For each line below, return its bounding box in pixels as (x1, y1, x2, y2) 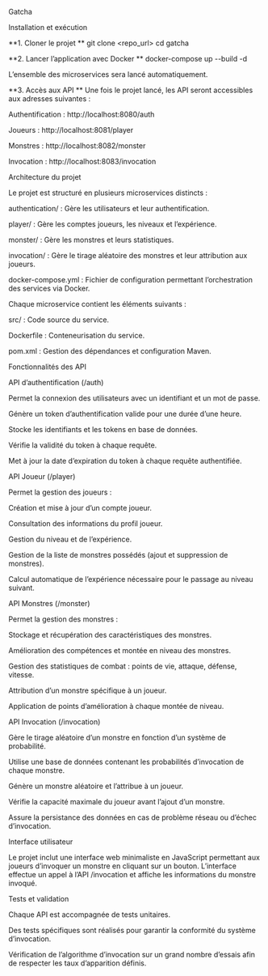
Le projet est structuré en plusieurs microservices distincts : (8, 188, 208, 197)
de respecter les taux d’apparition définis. (8, 958, 147, 968)
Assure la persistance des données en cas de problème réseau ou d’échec (8, 813, 257, 822)
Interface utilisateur (8, 837, 73, 847)
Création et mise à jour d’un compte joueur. (8, 503, 152, 512)
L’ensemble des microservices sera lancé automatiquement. (8, 70, 208, 79)
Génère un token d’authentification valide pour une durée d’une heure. (8, 409, 242, 418)
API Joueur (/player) (8, 472, 76, 481)
